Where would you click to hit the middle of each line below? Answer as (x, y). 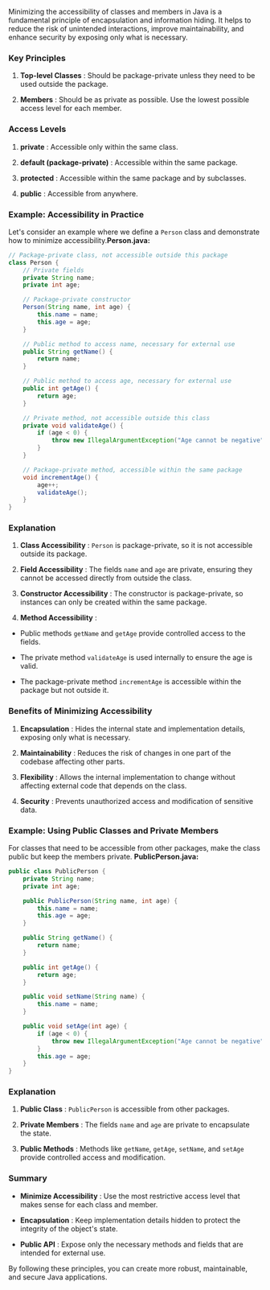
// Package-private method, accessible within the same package (133, 470)
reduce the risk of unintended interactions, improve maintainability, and (126, 29)
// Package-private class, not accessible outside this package (118, 255)
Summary (28, 1178)
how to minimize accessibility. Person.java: (79, 240)
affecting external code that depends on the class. (103, 785)
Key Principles (37, 58)
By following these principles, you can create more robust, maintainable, (128, 1268)
